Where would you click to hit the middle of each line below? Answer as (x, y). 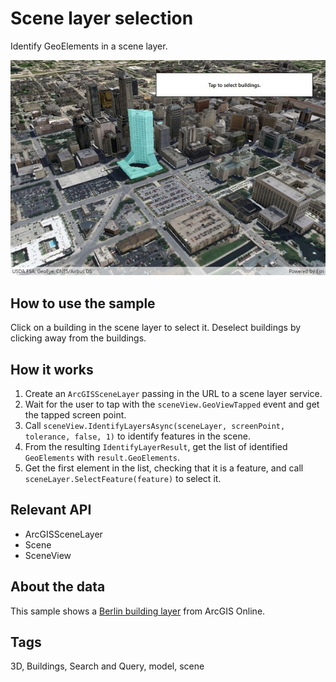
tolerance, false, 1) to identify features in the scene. (137, 436)
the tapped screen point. (75, 414)
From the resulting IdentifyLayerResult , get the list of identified (156, 446)
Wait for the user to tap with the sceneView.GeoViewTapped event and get (172, 404)
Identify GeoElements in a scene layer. (89, 46)
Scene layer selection (102, 18)
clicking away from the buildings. (78, 338)
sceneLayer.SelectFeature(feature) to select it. (123, 478)
